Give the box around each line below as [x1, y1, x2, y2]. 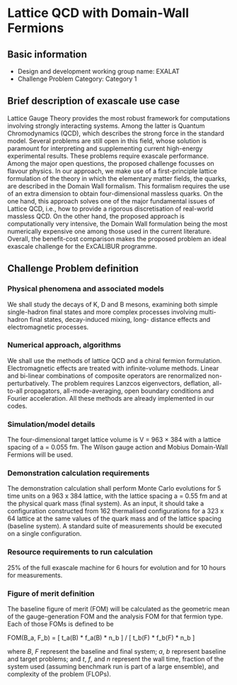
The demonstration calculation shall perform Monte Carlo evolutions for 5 [7, 484, 221, 493]
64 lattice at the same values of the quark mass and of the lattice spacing [7, 514, 221, 523]
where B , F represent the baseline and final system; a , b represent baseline [7, 647, 226, 655]
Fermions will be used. [7, 450, 73, 459]
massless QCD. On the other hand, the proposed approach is [7, 211, 185, 221]
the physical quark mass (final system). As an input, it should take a [7, 499, 204, 508]
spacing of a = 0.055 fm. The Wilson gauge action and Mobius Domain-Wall [7, 443, 229, 452]
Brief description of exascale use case [7, 95, 180, 107]
